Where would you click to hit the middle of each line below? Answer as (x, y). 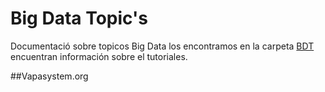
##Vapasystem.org (49, 76)
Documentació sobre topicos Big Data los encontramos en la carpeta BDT (162, 46)
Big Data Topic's (79, 18)
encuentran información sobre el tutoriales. (99, 56)
